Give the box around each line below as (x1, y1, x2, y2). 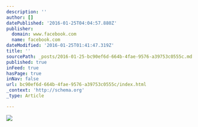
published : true (6, 59, 47, 65)
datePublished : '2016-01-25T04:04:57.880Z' (6, 20, 117, 26)
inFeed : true (6, 64, 39, 71)
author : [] (6, 14, 34, 20)
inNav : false (6, 76, 39, 82)
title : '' (6, 48, 31, 54)
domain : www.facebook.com (11, 31, 77, 37)
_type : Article (6, 93, 45, 99)
